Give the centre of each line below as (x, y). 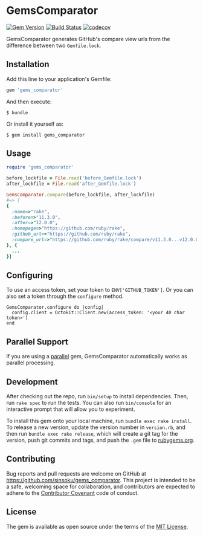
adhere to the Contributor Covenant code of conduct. (72, 492)
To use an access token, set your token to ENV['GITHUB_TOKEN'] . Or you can (100, 290)
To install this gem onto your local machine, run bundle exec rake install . (99, 421)
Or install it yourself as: (35, 124)
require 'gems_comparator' (40, 167)
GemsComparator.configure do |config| (55, 308)
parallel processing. (31, 363)
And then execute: (29, 102)
